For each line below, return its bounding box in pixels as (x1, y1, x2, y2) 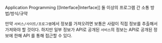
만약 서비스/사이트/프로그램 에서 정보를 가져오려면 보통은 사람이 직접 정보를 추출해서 (5, 21, 158, 26)
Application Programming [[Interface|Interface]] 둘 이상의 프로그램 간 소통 (5, 5, 149, 10)
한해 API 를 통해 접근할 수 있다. (14, 33, 73, 38)
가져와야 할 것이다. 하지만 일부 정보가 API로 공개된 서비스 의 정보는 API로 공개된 (5, 27, 153, 32)
